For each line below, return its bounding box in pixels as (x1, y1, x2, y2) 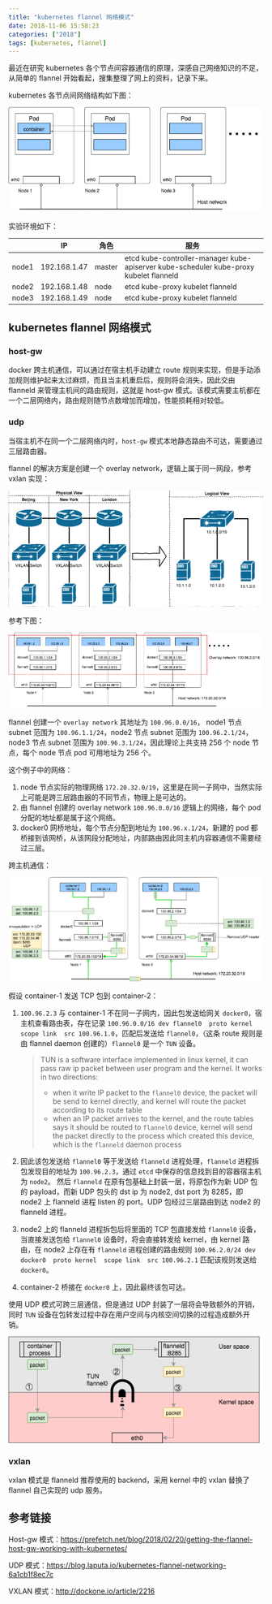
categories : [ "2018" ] (8, 30, 82, 38)
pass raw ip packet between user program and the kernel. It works (40, 1063, 263, 1073)
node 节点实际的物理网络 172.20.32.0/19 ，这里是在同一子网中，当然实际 (19, 782, 263, 792)
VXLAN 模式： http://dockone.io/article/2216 (8, 1586, 155, 1596)
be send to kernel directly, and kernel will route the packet (52, 1096, 247, 1106)
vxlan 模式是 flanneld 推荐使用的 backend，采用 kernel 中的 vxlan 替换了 (8, 1475, 250, 1485)
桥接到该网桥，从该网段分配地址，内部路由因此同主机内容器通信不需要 (19, 832, 255, 842)
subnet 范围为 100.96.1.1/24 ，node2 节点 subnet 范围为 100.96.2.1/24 (8, 727, 246, 737)
